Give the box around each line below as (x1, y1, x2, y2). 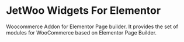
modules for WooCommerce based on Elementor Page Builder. (6, 29, 157, 36)
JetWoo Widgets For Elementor (6, 4, 161, 17)
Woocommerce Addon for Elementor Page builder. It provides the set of (6, 23, 178, 30)
